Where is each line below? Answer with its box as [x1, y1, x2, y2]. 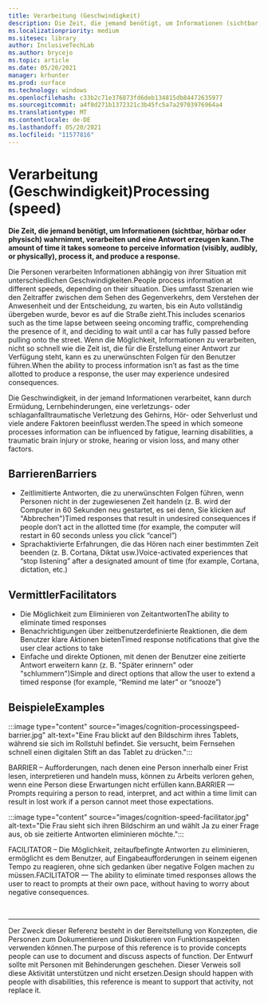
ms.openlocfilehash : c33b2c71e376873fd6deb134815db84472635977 [8, 94, 223, 102]
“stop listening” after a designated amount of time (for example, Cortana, [19, 556, 259, 566]
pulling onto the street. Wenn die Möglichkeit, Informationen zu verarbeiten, [8, 335, 257, 344]
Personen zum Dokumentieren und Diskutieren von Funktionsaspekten [8, 934, 240, 944]
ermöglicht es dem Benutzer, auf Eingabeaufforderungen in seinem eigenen [8, 853, 258, 863]
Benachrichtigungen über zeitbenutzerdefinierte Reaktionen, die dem [19, 626, 248, 636]
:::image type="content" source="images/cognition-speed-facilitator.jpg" [8, 812, 250, 821]
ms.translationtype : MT [8, 109, 88, 117]
